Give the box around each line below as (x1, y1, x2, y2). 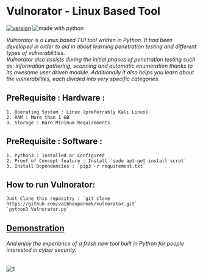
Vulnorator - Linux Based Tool (6, 4, 160, 18)
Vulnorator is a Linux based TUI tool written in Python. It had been (6, 36, 173, 43)
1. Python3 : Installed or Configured (6, 152, 105, 159)
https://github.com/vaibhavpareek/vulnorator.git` (6, 201, 138, 207)
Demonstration (6, 223, 65, 233)
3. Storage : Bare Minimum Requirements (6, 119, 111, 126)
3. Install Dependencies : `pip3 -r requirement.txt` (6, 163, 146, 169)
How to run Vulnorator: (6, 179, 96, 190)
